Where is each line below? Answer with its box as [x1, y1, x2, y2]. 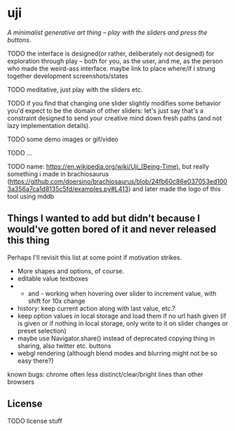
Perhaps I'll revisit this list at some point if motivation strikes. [7, 253, 182, 262]
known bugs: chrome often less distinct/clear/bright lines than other [7, 370, 203, 378]
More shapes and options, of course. [17, 266, 125, 275]
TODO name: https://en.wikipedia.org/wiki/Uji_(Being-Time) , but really [7, 162, 209, 170]
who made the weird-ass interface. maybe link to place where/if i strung [7, 64, 216, 72]
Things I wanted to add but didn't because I [7, 212, 201, 224]
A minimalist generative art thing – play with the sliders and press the [7, 28, 208, 37]
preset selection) [17, 326, 67, 335]
